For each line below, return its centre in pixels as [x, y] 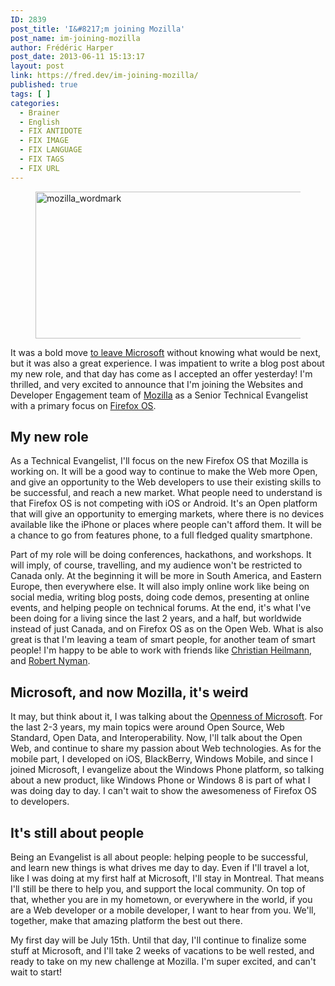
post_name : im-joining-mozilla [75, 38]
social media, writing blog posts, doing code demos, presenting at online [160, 597]
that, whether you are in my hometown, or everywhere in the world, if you [161, 900]
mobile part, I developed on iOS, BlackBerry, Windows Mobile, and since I [161, 759]
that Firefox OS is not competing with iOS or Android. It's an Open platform [164, 503]
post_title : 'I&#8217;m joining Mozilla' [98, 29]
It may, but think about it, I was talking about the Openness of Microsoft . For [166, 717]
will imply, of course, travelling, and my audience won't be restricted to [156, 565]
